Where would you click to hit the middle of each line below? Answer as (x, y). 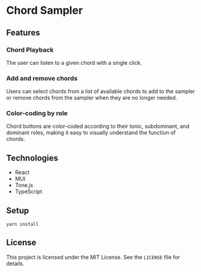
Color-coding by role (37, 113)
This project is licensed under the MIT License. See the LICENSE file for (93, 257)
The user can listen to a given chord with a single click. (74, 62)
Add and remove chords (42, 78)
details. (15, 263)
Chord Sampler (44, 11)
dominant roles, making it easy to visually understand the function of (91, 133)
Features (23, 33)
